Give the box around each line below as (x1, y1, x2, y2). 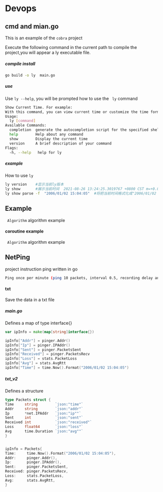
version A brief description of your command (9, 141, 112, 146)
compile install (5, 61, 35, 66)
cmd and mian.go (5, 22, 59, 31)
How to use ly (5, 173, 33, 178)
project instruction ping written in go (5, 266, 78, 272)
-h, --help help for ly (9, 150, 62, 155)
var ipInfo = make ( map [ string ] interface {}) (5, 329, 95, 334)
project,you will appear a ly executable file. (5, 49, 91, 55)
